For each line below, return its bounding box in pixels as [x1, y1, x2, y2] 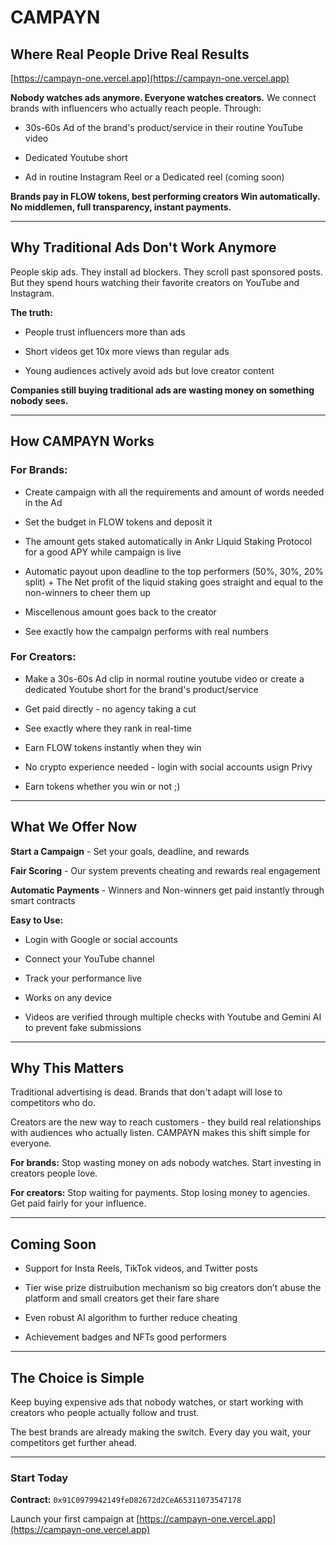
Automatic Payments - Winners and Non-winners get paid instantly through [10, 884, 325, 896]
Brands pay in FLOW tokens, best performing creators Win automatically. [10, 191, 321, 202]
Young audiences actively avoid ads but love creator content [24, 364, 275, 376]
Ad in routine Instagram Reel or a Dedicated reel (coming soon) [24, 171, 285, 183]
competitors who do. [10, 1097, 96, 1109]
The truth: [10, 306, 53, 318]
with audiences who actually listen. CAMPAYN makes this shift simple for [10, 1127, 311, 1139]
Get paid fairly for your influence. [10, 1197, 147, 1210]
